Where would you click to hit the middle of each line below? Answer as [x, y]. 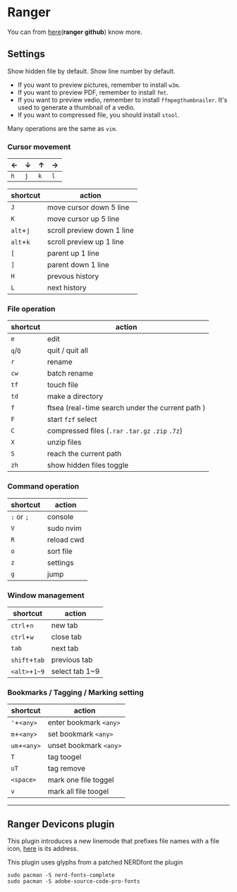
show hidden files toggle [88, 465]
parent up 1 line [73, 254]
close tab [67, 636]
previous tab [72, 660]
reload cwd [66, 540]
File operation [31, 309]
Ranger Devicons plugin [61, 824]
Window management [46, 595]
